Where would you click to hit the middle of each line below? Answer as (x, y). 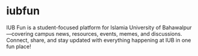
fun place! (19, 46)
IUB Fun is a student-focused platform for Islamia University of (84, 27)
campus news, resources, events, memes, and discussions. (108, 33)
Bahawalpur (177, 27)
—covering (20, 33)
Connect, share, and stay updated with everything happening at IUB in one (99, 40)
